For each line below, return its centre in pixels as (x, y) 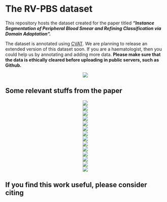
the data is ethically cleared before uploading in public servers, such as (82, 60)
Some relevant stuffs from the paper (64, 91)
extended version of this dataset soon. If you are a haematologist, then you (84, 49)
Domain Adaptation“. (28, 34)
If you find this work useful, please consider (76, 185)
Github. (13, 65)
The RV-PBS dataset (49, 9)
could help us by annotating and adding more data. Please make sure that (83, 54)
